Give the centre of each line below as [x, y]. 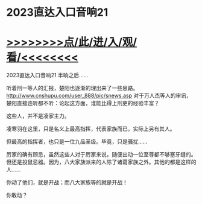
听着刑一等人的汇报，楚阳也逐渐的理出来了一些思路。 [72, 88]
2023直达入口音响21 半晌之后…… [47, 75]
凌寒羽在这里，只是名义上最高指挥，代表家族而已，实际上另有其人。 [91, 129]
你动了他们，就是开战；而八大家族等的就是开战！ [67, 182]
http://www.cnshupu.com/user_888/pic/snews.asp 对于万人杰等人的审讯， [99, 96]
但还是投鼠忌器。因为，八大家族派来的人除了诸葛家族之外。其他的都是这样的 [101, 162]
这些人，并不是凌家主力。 [38, 116]
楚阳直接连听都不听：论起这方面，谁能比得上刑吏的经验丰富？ [83, 103]
